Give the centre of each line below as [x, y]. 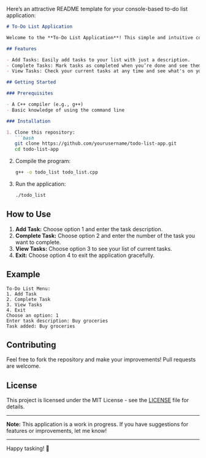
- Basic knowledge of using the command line [65, 110]
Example [23, 274]
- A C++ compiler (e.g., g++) [45, 104]
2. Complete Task [29, 299]
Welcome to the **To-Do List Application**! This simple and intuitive [100, 37]
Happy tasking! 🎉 [28, 448]
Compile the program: [43, 161]
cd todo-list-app [37, 150]
